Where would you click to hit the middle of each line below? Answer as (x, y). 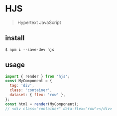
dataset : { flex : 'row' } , (38, 95)
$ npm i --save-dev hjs (30, 50)
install (15, 38)
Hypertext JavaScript (39, 22)
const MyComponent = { (29, 81)
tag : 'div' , (22, 86)
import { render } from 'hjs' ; (38, 76)
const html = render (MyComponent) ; (42, 104)
